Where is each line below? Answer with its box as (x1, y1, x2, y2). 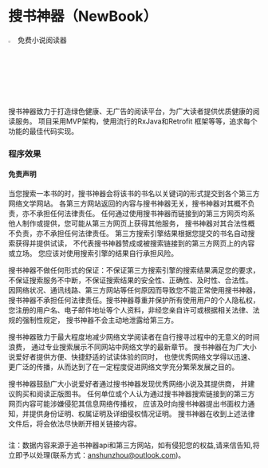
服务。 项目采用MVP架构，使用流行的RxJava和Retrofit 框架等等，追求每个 (14, 116, 258, 126)
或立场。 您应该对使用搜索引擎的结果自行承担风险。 (8, 249, 178, 258)
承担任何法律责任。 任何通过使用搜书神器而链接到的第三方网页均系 (35, 209, 255, 218)
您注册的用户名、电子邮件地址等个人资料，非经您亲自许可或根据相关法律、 (8, 305, 253, 315)
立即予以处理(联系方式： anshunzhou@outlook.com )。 (8, 450, 186, 460)
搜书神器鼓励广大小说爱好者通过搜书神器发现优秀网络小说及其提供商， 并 (8, 380, 248, 389)
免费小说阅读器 (18, 35, 68, 45)
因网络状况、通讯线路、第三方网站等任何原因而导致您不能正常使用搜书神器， (8, 285, 260, 295)
